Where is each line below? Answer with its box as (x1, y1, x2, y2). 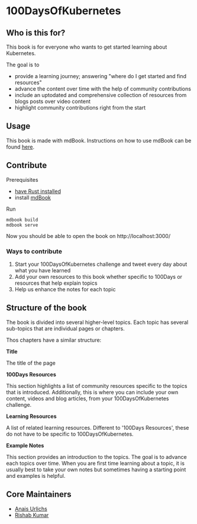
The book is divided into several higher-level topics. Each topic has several (6, 319, 189, 326)
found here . (6, 143, 34, 150)
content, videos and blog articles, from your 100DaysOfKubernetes (6, 395, 169, 402)
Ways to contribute (6, 247, 62, 255)
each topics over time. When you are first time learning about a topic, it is (6, 459, 185, 467)
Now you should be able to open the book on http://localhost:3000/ (6, 232, 170, 239)
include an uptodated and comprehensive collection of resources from (14, 92, 187, 98)
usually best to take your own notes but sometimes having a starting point (6, 466, 186, 473)
